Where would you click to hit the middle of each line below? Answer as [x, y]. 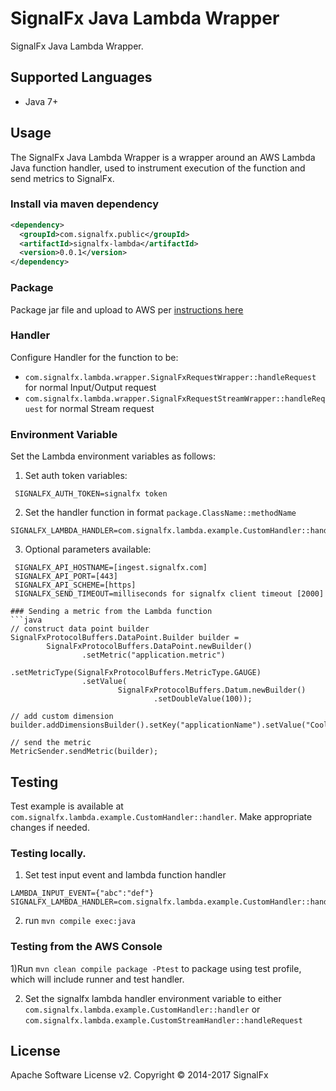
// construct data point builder [80, 629]
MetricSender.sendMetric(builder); [84, 752]
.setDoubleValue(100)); [203, 699]
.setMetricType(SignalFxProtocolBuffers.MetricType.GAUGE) [136, 673]
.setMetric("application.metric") [153, 655]
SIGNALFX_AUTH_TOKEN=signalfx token [91, 494]
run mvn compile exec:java [80, 921]
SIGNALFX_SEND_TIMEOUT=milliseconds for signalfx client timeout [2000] [169, 594]
